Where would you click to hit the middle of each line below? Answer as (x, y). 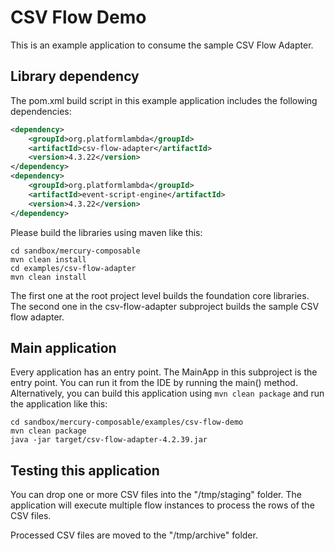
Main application (63, 347)
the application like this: (59, 404)
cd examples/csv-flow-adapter (73, 268)
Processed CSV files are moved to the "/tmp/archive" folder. (134, 535)
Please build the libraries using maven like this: (106, 232)
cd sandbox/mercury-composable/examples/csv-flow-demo (127, 422)
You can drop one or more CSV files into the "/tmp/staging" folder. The (156, 495)
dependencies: (41, 111)
